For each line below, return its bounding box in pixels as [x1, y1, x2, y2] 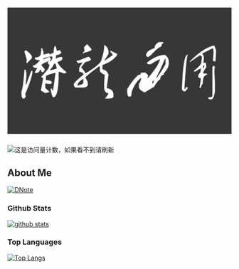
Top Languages [7, 237, 63, 247]
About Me [7, 167, 52, 179]
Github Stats [7, 204, 52, 213]
